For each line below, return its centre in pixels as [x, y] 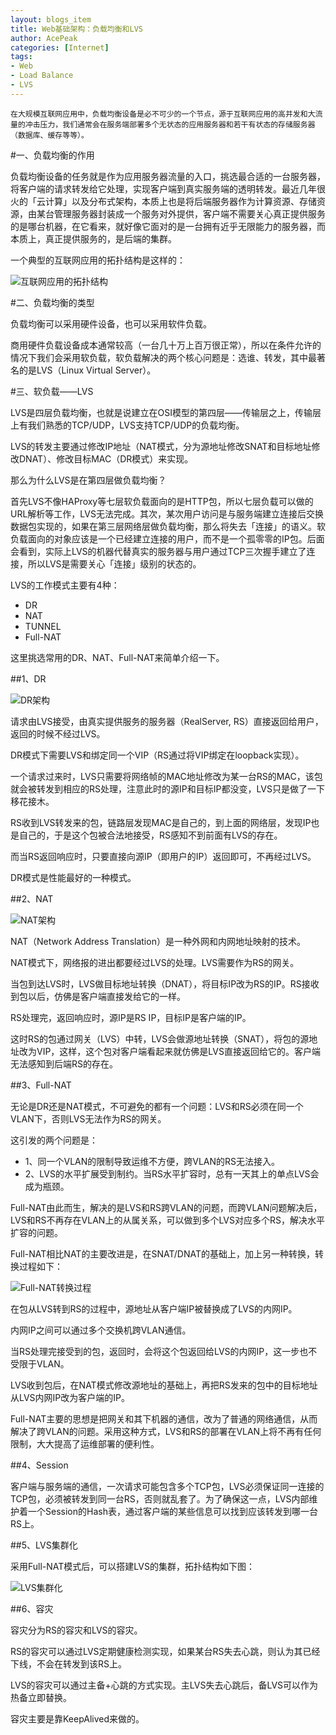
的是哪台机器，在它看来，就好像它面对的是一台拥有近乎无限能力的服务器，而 [168, 226]
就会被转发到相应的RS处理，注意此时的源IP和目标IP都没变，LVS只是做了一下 [168, 788]
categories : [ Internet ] [60, 47]
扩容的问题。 [36, 1232]
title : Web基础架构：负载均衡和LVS [76, 29]
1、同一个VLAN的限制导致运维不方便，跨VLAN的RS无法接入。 [152, 1161]
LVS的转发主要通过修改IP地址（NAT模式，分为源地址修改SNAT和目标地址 [161, 446]
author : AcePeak [44, 38]
